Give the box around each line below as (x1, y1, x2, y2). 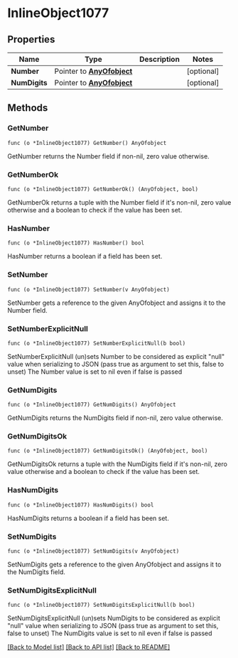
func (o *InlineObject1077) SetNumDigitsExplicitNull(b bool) (7, 602, 195, 609)
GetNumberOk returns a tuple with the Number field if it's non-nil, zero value (7, 198, 232, 207)
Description (139, 55, 180, 64)
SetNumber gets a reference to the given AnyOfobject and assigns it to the (7, 298, 226, 307)
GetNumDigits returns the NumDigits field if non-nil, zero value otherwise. (7, 414, 224, 422)
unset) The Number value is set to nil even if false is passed (7, 367, 183, 376)
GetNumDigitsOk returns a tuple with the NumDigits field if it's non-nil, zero (7, 460, 227, 468)
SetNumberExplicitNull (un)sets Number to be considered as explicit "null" (7, 352, 225, 360)
